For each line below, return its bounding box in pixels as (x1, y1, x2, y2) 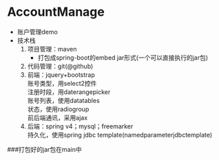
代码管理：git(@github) (27, 62, 94, 70)
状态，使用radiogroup (27, 104, 90, 113)
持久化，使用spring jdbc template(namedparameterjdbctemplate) (27, 130, 213, 139)
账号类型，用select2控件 (27, 79, 97, 87)
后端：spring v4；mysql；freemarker (27, 122, 134, 130)
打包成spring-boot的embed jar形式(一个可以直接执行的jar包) (37, 53, 209, 62)
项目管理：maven (27, 45, 77, 53)
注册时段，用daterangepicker (27, 87, 111, 96)
